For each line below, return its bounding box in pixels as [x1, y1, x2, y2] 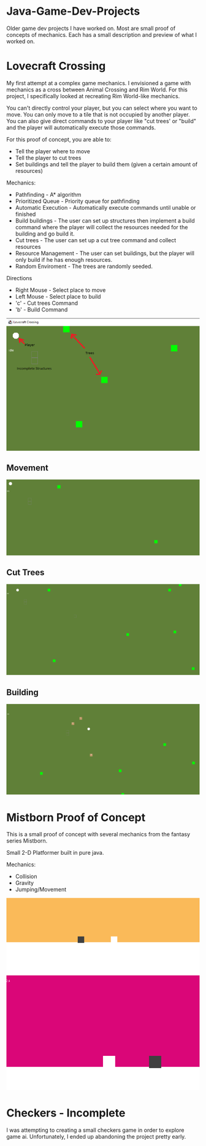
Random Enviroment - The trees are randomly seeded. [15, 262, 153, 270]
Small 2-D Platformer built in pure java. [6, 849, 104, 857]
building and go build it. [15, 230, 75, 237]
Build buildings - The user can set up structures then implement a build [15, 216, 195, 224]
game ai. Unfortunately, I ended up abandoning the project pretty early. [6, 1133, 186, 1140]
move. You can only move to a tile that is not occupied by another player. [6, 110, 190, 118]
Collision [15, 873, 38, 881]
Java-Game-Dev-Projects [6, 4, 140, 18]
